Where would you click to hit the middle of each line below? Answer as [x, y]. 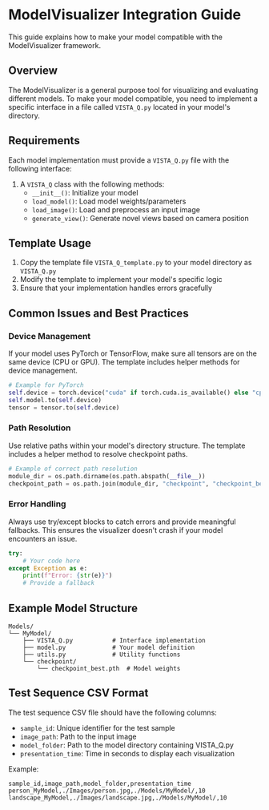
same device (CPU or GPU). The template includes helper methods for [124, 362]
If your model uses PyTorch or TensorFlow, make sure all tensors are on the [133, 353]
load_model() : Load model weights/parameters [109, 201]
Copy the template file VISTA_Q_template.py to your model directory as [136, 263]
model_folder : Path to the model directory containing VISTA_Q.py [127, 745]
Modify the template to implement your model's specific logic [121, 280]
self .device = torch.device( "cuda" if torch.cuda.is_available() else [128, 393]
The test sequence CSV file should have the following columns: [113, 712]
